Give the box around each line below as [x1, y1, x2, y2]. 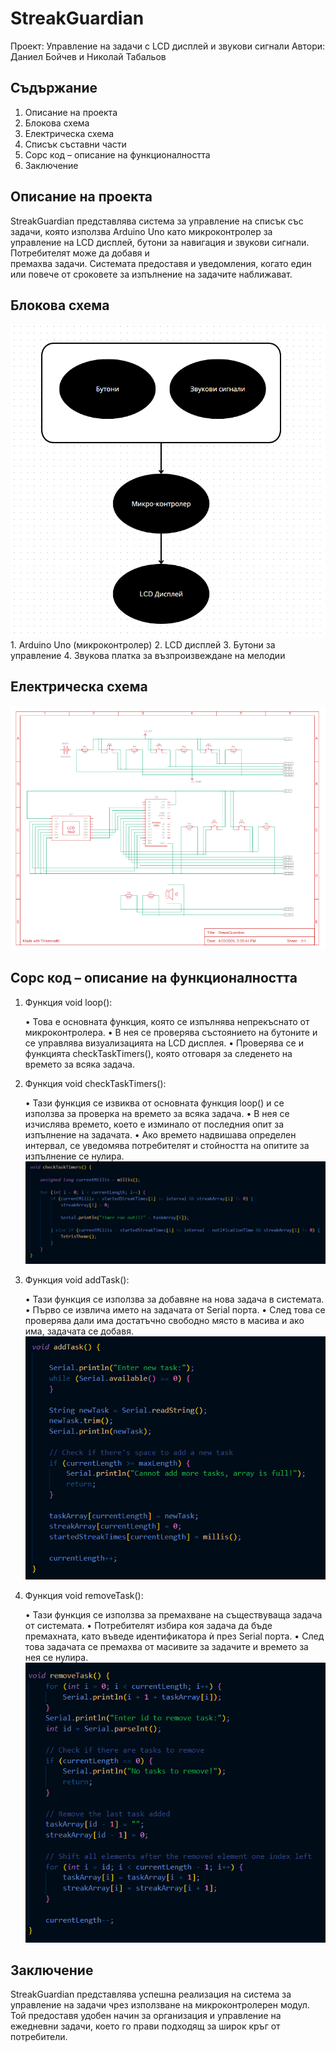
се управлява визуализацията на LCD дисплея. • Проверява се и [24, 1037, 304, 1049]
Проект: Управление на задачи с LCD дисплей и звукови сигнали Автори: [10, 40, 326, 52]
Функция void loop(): [24, 996, 113, 1008]
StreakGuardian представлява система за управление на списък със [10, 215, 304, 227]
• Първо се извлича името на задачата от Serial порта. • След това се [24, 1304, 326, 1316]
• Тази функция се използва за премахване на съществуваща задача [24, 1609, 323, 1621]
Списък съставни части [24, 138, 127, 150]
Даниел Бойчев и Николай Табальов [10, 50, 167, 62]
